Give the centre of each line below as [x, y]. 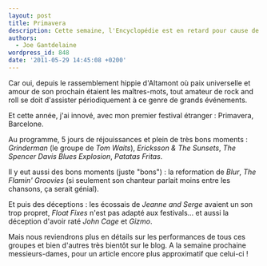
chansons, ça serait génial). [54, 189]
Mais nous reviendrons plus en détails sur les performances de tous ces [127, 236]
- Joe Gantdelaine [46, 46]
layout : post [30, 16]
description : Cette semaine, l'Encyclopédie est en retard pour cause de [134, 30]
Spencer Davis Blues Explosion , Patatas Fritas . [86, 156]
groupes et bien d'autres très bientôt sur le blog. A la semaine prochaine [127, 245]
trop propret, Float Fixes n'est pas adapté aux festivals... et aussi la [119, 212]
